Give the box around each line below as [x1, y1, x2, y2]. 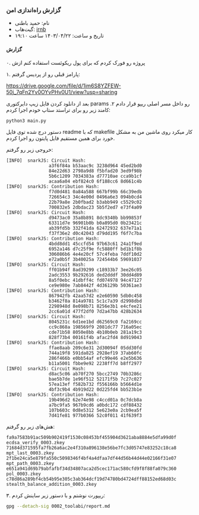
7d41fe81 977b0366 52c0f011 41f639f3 [48, 413, 143, 419]
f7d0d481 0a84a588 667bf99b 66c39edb [48, 189, 143, 195]
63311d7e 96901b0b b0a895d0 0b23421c [48, 220, 143, 226]
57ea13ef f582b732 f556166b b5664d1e [48, 381, 143, 388]
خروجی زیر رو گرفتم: [6, 146, 53, 153]
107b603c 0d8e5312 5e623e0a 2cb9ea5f [48, 407, 143, 413]
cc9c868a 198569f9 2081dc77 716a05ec [48, 324, 143, 330]
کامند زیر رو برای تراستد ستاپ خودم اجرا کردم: [6, 106, 111, 113]
